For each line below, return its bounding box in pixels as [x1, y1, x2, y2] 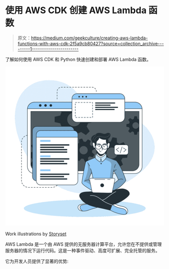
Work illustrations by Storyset [5, 231, 67, 237]
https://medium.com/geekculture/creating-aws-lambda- [31, 35, 148, 41]
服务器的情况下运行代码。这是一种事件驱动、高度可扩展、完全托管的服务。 [5, 247, 160, 253]
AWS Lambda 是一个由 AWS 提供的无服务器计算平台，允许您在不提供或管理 [5, 241, 162, 247]
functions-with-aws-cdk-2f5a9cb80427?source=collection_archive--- [17, 40, 164, 46]
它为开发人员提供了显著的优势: [5, 258, 69, 264]
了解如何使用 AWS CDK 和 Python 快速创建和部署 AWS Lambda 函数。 [5, 56, 151, 62]
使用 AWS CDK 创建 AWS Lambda [5, 5, 147, 16]
